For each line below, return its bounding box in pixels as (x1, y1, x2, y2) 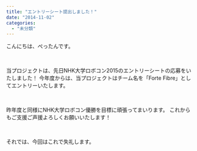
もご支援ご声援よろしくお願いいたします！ (6, 114, 111, 121)
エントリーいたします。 (11, 82, 69, 89)
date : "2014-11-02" (6, 14, 55, 20)
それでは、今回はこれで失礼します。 (6, 138, 94, 146)
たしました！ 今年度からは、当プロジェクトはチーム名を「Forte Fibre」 (6, 74, 181, 81)
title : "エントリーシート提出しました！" (6, 8, 97, 15)
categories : (6, 20, 36, 26)
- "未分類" (11, 25, 36, 32)
